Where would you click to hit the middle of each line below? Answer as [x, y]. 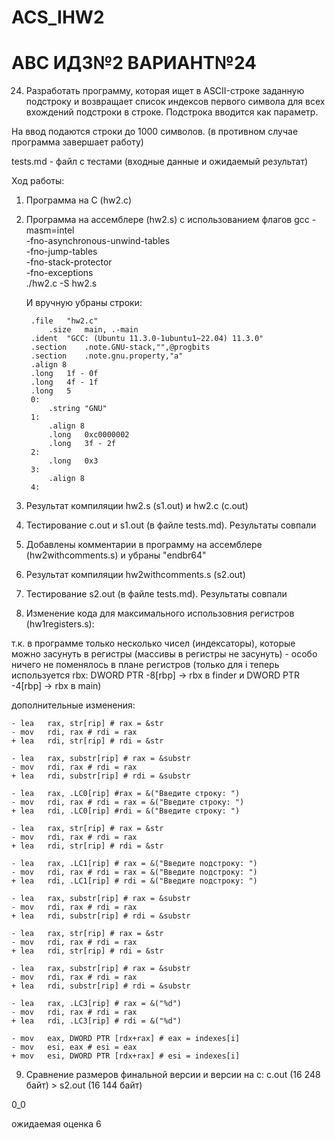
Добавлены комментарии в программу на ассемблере [144, 545]
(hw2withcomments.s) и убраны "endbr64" [116, 555]
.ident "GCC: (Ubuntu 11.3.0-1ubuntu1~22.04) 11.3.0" [147, 339]
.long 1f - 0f [64, 374]
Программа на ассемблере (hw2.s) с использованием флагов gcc [167, 220]
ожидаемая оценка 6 [56, 1124]
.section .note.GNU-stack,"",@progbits [120, 347]
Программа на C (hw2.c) [78, 200]
